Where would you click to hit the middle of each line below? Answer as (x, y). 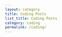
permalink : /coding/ (26, 27)
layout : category (23, 9)
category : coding (23, 23)
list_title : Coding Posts (31, 18)
